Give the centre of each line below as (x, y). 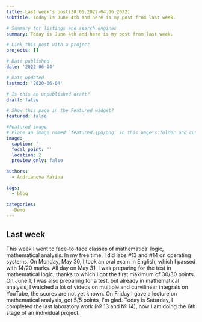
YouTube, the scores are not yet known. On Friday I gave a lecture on (92, 294)
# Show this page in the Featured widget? (60, 111)
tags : (13, 188)
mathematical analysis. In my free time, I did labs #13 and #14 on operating (99, 255)
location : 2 (27, 155)
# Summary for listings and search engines (62, 28)
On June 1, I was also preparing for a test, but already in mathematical (93, 281)
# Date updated (25, 78)
